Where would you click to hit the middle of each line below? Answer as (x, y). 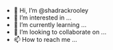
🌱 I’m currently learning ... (50, 25)
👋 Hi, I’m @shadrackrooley (51, 10)
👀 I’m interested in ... (42, 18)
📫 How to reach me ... (45, 40)
